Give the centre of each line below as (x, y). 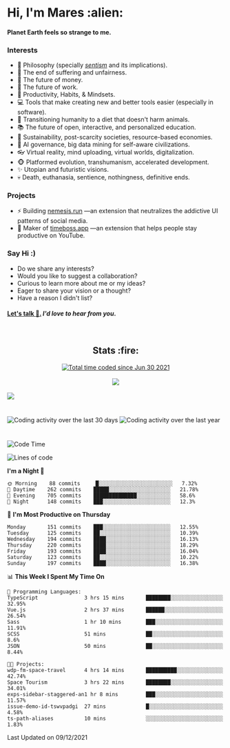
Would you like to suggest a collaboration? (77, 276)
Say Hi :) (21, 253)
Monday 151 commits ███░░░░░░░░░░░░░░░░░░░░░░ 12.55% (103, 527)
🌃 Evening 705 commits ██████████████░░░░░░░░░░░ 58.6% (101, 496)
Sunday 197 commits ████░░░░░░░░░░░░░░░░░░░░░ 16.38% (103, 564)
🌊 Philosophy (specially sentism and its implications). (92, 65)
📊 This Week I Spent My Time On (56, 577)
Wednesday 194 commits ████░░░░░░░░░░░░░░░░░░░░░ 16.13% (103, 540)
